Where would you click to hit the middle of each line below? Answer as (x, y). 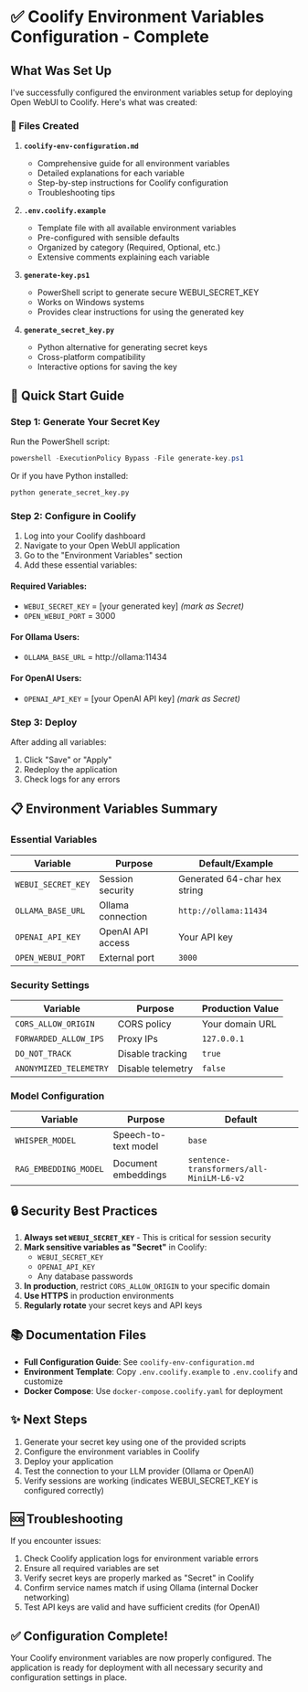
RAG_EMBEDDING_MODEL (59, 1169)
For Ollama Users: (45, 636)
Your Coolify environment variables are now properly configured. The (141, 1658)
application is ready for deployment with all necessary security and (137, 1668)
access (114, 942)
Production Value (240, 1008)
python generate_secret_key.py (70, 492)
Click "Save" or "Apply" (68, 760)
